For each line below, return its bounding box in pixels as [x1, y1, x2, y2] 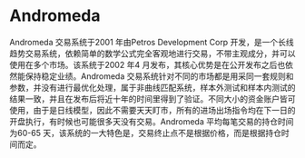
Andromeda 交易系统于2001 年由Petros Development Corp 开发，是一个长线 [9, 36, 294, 47]
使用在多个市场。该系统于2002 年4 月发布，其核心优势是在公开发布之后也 [9, 59, 286, 70]
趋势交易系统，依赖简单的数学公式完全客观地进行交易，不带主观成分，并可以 [9, 47, 296, 59]
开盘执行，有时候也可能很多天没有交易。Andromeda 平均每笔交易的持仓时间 [9, 115, 294, 127]
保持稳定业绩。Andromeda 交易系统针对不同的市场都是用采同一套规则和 [25, 70, 294, 82]
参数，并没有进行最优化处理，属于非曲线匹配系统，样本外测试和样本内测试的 [9, 82, 296, 93]
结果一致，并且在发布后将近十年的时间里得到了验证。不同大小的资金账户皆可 [9, 93, 296, 104]
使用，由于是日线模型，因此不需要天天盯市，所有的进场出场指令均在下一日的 [9, 104, 296, 115]
